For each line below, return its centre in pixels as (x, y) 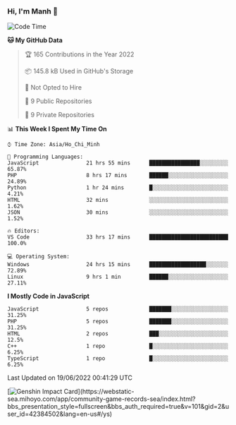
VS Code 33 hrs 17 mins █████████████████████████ (118, 237)
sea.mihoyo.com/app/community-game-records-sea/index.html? (101, 399)
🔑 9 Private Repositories (60, 115)
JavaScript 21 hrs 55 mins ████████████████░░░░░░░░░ (118, 163)
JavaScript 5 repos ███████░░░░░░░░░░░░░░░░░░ (118, 309)
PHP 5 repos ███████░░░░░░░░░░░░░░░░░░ (118, 322)
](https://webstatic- (106, 392)
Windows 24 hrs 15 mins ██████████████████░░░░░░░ (118, 265)
